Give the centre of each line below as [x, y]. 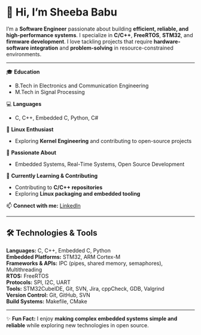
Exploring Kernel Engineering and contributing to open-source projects [103, 141]
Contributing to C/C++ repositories [59, 187]
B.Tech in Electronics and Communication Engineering [82, 86]
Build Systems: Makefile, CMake [47, 301]
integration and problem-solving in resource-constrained [101, 48]
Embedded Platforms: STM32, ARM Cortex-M [63, 257]
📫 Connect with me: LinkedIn [43, 205]
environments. [24, 54]
